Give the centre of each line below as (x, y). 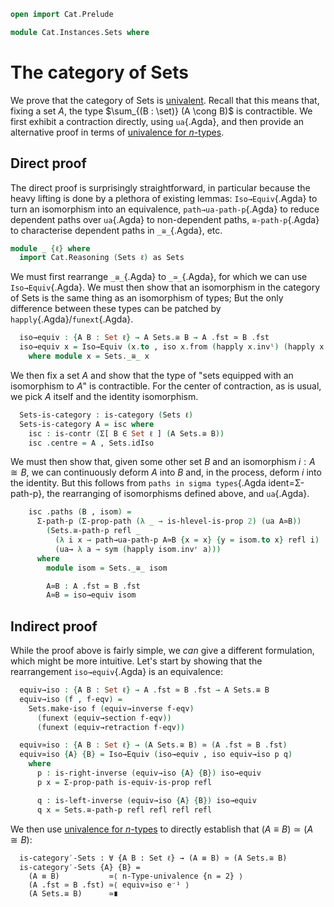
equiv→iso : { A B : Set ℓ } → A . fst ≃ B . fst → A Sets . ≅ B (144, 690)
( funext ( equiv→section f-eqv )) (104, 718)
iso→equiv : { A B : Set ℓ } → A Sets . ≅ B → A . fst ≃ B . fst (144, 338)
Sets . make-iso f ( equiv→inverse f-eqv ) (111, 708)
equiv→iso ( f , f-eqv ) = (71, 699)
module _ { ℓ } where (50, 248)
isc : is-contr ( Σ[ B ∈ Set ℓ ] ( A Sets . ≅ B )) (126, 433)
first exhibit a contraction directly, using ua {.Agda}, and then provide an (157, 121)
